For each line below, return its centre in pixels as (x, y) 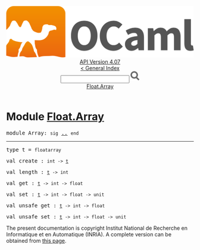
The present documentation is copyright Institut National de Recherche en (97, 228)
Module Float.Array (55, 117)
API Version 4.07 (100, 62)
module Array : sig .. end (43, 133)
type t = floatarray (34, 150)
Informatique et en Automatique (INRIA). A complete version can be (89, 235)
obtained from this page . (36, 241)
